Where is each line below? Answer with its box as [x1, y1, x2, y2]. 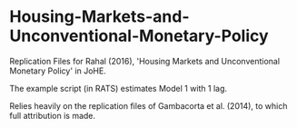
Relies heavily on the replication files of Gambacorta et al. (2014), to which [9, 100, 288, 111]
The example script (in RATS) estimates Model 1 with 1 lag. [9, 83, 228, 94]
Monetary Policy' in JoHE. [9, 65, 106, 76]
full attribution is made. [9, 110, 96, 121]
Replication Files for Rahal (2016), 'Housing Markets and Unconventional [9, 55, 280, 66]
